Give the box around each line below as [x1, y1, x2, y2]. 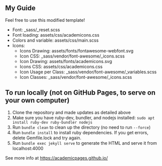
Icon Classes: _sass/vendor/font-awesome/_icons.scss [19, 74, 132, 80]
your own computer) [5, 96, 70, 105]
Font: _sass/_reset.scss [12, 27, 60, 33]
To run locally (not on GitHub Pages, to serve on [5, 89, 156, 97]
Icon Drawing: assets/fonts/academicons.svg [19, 58, 112, 64]
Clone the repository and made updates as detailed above [12, 109, 131, 115]
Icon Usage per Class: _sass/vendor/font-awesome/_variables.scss [19, 69, 157, 75]
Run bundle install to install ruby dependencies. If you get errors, [12, 129, 149, 135]
